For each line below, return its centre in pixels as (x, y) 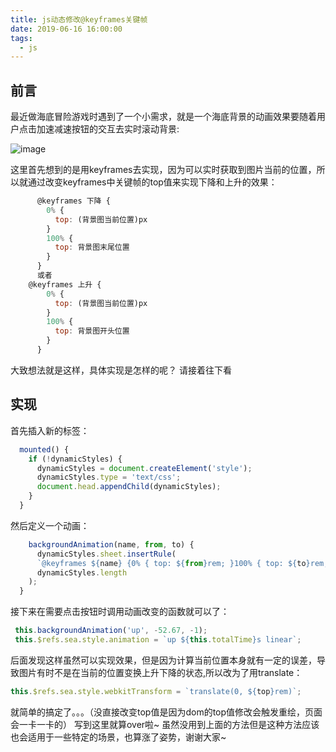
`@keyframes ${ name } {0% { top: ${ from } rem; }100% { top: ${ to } (173, 563)
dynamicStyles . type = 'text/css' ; (109, 477)
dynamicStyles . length (82, 572)
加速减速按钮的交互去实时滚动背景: (108, 129)
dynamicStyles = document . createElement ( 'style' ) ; (144, 468)
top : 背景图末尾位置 (92, 247)
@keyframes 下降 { (73, 201)
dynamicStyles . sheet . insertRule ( (106, 554)
